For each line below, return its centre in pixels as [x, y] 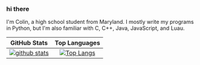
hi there [18, 9]
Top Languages [78, 43]
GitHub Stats [29, 43]
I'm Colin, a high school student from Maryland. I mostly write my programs [100, 22]
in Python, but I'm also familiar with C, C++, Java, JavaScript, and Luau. [96, 28]
